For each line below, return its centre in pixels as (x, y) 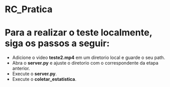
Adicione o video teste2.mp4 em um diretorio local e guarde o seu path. (89, 57)
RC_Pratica (29, 9)
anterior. (21, 68)
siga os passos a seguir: (57, 43)
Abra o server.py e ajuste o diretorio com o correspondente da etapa (85, 63)
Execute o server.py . (34, 74)
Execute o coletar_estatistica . (44, 79)
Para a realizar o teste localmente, (78, 33)
